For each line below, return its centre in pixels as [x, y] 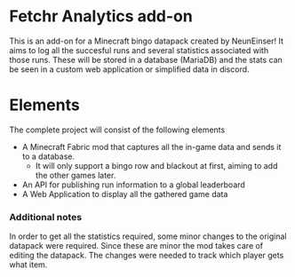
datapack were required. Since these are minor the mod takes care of [136, 246]
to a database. [48, 156]
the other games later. [76, 175]
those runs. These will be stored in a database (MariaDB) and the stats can [146, 59]
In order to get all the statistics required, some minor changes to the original [148, 236]
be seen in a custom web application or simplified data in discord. [130, 69]
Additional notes [46, 217]
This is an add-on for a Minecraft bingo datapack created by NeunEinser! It [147, 41]
